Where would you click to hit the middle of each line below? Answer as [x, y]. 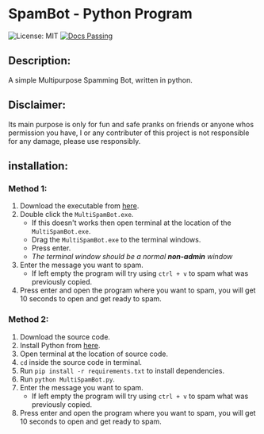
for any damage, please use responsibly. [75, 141]
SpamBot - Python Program [100, 14]
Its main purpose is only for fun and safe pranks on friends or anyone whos [131, 124]
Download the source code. [65, 337]
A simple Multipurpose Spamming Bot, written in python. [100, 79]
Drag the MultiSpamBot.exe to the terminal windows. [116, 240]
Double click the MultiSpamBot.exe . [77, 215]
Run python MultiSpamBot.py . [67, 379]
